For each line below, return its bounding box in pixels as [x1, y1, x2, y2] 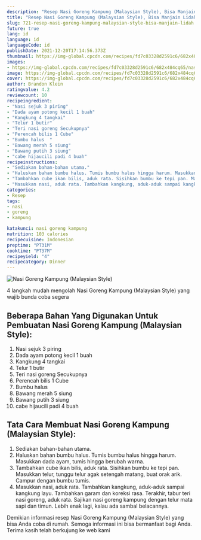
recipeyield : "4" [7, 253, 50, 259]
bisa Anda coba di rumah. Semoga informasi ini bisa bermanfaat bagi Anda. [7, 520, 193, 527]
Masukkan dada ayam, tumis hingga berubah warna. [15, 457, 145, 465]
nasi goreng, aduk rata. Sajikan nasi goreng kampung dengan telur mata [15, 496, 193, 503]
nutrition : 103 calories [7, 231, 69, 237]
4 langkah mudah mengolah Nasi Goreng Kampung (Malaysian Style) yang [7, 287, 190, 294]
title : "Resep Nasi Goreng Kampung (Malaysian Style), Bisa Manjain [7, 14, 181, 20]
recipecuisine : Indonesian [7, 236, 74, 242]
